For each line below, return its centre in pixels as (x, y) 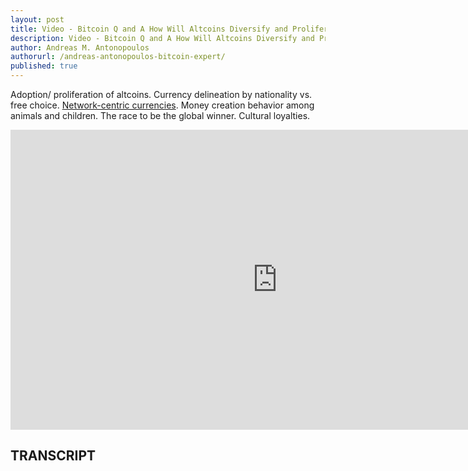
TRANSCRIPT (53, 456)
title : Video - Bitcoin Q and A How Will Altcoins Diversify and (149, 29)
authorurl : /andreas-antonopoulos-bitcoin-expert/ (118, 57)
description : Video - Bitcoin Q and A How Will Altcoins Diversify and (162, 38)
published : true (44, 66)
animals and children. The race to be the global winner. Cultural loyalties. (160, 115)
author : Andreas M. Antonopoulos (80, 47)
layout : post (37, 19)
